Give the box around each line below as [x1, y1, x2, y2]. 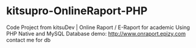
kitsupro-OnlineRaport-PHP [6, 4, 148, 18]
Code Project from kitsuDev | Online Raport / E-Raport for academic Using [6, 24, 191, 31]
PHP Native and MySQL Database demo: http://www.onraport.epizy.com [6, 30, 186, 37]
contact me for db [6, 36, 51, 43]
